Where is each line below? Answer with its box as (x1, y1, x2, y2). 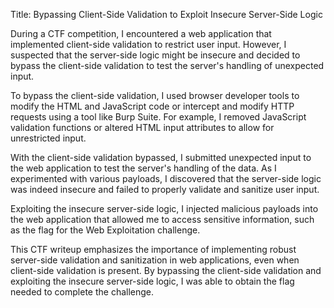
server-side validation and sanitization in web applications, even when (10, 254, 300, 266)
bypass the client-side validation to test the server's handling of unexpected (10, 60, 325, 71)
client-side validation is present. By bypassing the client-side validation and (10, 265, 322, 276)
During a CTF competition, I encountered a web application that (10, 28, 272, 39)
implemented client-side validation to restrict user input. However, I (10, 39, 287, 50)
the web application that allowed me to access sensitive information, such (10, 214, 315, 225)
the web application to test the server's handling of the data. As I (10, 162, 277, 174)
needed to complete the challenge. (10, 286, 155, 298)
